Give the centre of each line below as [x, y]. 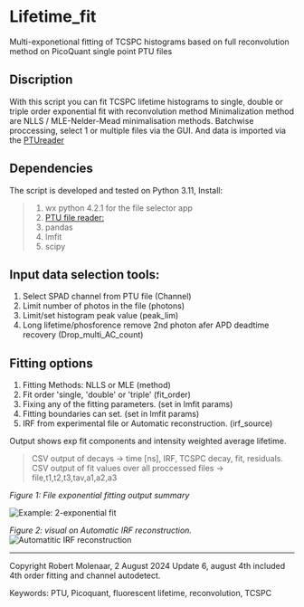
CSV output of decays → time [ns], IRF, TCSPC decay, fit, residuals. [157, 459]
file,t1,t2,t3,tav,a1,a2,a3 [74, 478]
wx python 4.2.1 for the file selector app [119, 208]
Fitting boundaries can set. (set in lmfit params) [111, 414]
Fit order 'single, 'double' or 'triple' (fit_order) [107, 394]
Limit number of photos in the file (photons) [104, 306]
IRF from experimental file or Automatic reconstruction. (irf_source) [147, 423]
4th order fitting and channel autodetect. [85, 575]
